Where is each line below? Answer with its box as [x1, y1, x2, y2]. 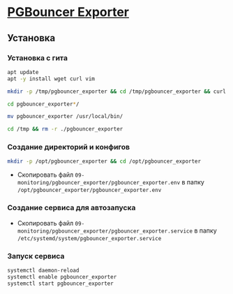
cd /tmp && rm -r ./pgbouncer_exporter [7, 126, 123, 133]
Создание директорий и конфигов [7, 142, 130, 152]
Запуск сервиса [7, 251, 65, 260]
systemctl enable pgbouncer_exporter [7, 273, 117, 280]
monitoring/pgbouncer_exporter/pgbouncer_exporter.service [17, 228, 193, 235]
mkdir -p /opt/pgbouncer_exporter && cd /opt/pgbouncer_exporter [7, 158, 201, 165]
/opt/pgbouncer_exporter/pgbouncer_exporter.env [17, 186, 162, 194]
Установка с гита [7, 53, 68, 63]
